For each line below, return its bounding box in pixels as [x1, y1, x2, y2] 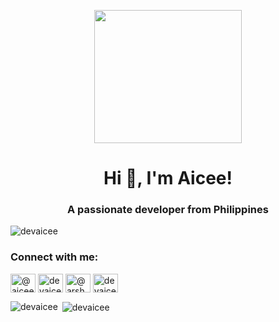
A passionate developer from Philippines [67, 203, 269, 217]
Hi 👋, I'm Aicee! [103, 167, 233, 190]
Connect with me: [10, 250, 99, 264]
